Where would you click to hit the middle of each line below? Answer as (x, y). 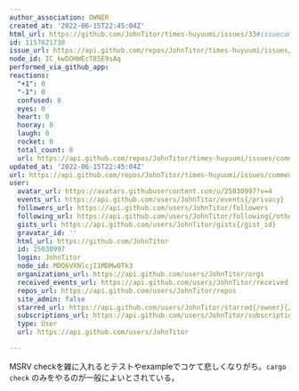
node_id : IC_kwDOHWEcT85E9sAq (65, 59)
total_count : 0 (45, 150)
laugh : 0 (33, 134)
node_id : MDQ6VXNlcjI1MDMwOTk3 (75, 266)
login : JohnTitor (49, 258)
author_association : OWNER (59, 17)
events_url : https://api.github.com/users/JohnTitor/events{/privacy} (151, 200)
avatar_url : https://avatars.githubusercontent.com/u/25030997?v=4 (145, 191)
